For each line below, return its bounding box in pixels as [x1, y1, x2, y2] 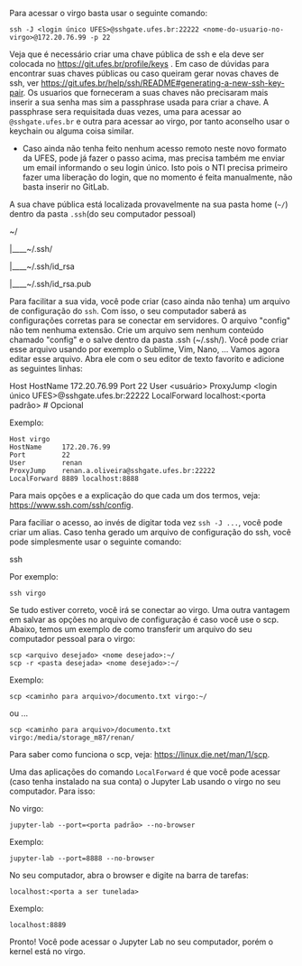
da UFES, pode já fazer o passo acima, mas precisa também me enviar [22, 153, 286, 163]
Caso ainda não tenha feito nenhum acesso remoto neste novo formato [22, 144, 287, 153]
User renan [9, 459, 83, 468]
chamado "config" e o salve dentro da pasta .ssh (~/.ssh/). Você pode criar [9, 334, 288, 345]
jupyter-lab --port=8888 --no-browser [9, 854, 155, 863]
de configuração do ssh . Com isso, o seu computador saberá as [9, 306, 247, 316]
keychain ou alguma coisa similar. [9, 125, 134, 136]
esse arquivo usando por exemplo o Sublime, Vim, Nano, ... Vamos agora [9, 344, 280, 355]
